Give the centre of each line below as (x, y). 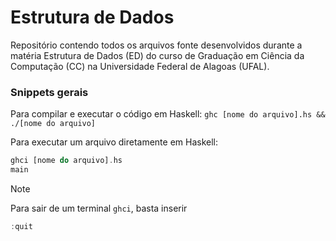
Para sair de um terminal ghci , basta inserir (99, 208)
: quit (21, 226)
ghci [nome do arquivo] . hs (66, 161)
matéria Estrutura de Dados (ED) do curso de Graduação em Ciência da (157, 55)
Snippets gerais (49, 92)
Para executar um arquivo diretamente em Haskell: (114, 142)
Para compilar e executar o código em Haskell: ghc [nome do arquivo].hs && (168, 114)
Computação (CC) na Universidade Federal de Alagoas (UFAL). (140, 66)
